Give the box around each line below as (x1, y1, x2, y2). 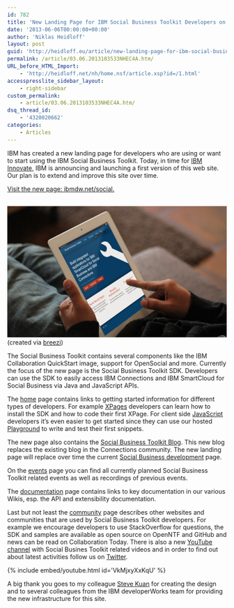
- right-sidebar (19, 84, 68, 92)
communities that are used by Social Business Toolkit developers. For (7, 516, 207, 524)
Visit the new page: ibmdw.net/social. (7, 185, 115, 193)
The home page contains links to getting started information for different (7, 395, 215, 404)
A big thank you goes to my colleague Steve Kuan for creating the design (7, 579, 217, 588)
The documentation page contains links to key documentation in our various (7, 487, 226, 496)
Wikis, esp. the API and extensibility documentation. (7, 495, 157, 503)
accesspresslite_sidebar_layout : (7, 77, 104, 84)
